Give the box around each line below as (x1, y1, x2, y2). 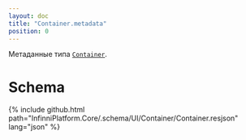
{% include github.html (8, 105, 85, 115)
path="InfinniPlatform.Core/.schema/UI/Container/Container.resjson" (8, 113, 239, 123)
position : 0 (8, 27, 49, 35)
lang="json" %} (8, 122, 61, 132)
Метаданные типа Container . (8, 50, 108, 59)
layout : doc (8, 11, 49, 20)
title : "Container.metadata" (8, 20, 107, 28)
